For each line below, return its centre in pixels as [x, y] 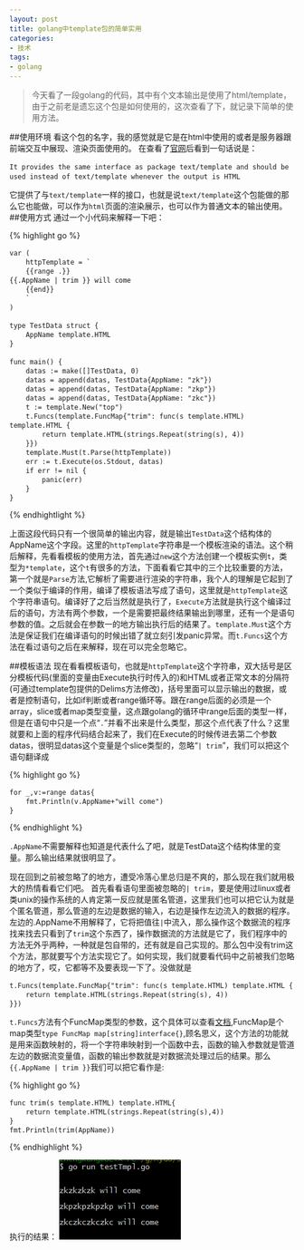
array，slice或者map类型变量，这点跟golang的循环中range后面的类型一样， [151, 711]
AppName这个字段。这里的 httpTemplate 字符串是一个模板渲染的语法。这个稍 [152, 545]
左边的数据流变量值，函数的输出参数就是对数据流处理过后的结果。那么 [140, 1056]
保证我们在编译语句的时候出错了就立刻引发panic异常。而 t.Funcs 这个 [152, 635]
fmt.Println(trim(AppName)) [62, 1130]
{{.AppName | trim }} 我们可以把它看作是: [87, 1067]
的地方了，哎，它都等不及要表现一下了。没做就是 [100, 967]
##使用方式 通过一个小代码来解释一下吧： [87, 217]
